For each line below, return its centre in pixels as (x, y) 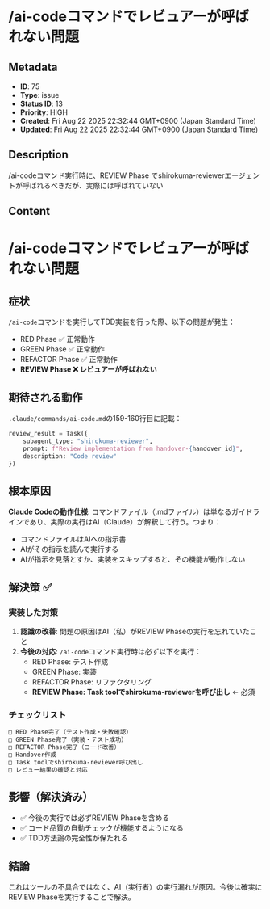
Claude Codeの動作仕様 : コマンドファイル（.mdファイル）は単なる (120, 512)
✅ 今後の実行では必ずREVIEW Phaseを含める (95, 818)
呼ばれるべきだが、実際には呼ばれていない (93, 185)
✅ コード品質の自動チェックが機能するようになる (102, 828)
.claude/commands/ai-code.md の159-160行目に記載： (95, 419)
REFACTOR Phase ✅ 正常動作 (69, 360)
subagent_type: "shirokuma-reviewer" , (88, 441)
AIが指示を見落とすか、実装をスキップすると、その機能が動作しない (133, 559)
